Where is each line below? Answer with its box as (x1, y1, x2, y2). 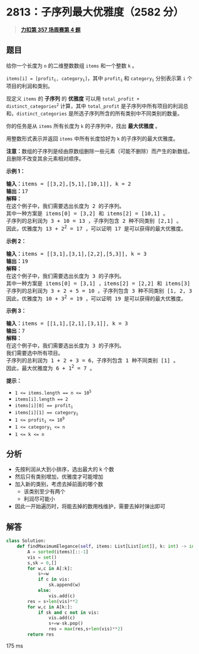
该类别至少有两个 (23, 488, 66, 495)
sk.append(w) (48, 582, 81, 588)
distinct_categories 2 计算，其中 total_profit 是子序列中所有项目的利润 (6, 102, 184, 110)
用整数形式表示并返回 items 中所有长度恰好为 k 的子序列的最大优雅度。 (6, 135, 179, 142)
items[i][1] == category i (14, 410, 79, 416)
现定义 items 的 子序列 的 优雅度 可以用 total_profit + (6, 95, 140, 102)
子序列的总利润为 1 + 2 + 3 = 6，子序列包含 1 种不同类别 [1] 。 (6, 357, 179, 364)
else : (37, 588, 52, 594)
